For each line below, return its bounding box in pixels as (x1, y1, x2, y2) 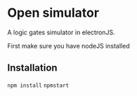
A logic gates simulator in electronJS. (7, 28, 115, 36)
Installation (7, 62, 58, 74)
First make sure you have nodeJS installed (7, 41, 130, 50)
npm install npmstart (7, 82, 69, 89)
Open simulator (7, 5, 100, 21)
